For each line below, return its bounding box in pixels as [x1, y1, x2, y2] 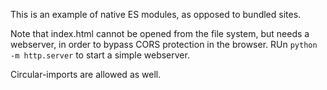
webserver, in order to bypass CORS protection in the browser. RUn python [10, 39, 318, 50]
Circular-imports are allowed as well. [10, 69, 162, 80]
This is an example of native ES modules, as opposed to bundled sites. [10, 9, 302, 20]
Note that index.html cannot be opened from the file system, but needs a [10, 28, 310, 39]
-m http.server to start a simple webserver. [10, 49, 190, 61]
